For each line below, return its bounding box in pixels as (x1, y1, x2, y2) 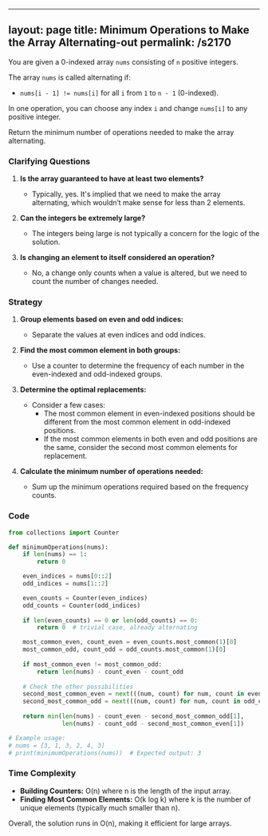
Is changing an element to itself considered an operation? (19, 253, 215, 262)
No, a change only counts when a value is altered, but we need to (31, 268, 247, 278)
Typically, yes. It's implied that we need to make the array (31, 189, 221, 199)
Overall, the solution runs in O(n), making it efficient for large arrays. (8, 818, 232, 828)
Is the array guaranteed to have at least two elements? (19, 174, 204, 183)
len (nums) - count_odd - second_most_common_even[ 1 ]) (61, 720, 245, 728)
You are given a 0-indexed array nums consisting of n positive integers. (8, 57, 239, 66)
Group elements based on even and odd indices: (19, 314, 183, 324)
